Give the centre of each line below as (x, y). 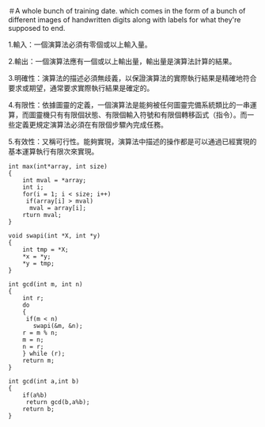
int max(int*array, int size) (58, 166)
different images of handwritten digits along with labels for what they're (125, 20)
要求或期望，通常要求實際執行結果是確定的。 (81, 88)
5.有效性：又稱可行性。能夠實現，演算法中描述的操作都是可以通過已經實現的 (132, 141)
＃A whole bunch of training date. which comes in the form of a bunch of (127, 11)
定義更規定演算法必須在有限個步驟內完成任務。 (91, 125)
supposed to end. (37, 28)
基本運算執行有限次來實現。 (53, 151)
